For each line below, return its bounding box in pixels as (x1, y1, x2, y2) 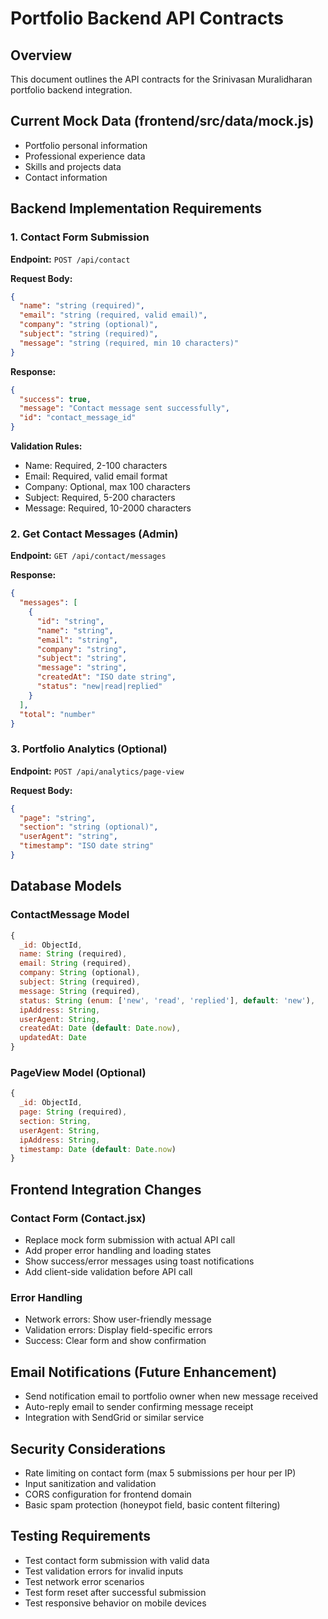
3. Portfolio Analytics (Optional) (10, 742, 168, 756)
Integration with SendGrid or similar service (24, 1412, 205, 1424)
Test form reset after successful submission (24, 1586, 207, 1598)
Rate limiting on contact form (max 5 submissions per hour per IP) (24, 1467, 297, 1479)
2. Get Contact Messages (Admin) (10, 527, 179, 541)
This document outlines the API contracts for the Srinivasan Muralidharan (10, 73, 313, 85)
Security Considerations (10, 1440, 167, 1457)
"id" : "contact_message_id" (19, 413, 137, 423)
